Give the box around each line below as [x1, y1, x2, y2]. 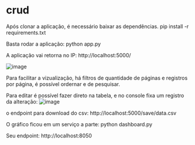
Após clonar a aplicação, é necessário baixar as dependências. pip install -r [6, 23, 189, 30]
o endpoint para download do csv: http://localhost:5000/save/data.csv [6, 109, 177, 116]
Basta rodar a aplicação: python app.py [6, 40, 101, 47]
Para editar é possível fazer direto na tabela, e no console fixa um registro [6, 92, 184, 99]
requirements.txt [6, 29, 46, 36]
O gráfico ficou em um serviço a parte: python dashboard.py [6, 120, 153, 127]
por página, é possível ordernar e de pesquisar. [6, 80, 120, 88]
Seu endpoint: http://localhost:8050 [6, 132, 93, 139]
